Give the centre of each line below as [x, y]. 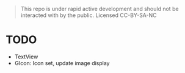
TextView [26, 57]
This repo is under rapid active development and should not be [100, 9]
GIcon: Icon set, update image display [62, 63]
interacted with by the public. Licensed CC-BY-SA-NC [89, 15]
